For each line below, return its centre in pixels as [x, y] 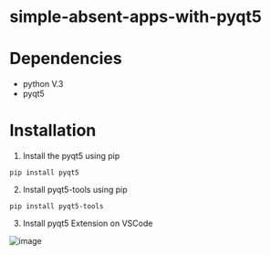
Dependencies [66, 59]
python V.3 [43, 84]
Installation [53, 131]
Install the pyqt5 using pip [71, 156]
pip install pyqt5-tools [57, 207]
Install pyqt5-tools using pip [75, 190]
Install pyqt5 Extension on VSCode [88, 223]
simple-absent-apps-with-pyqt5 [135, 17]
